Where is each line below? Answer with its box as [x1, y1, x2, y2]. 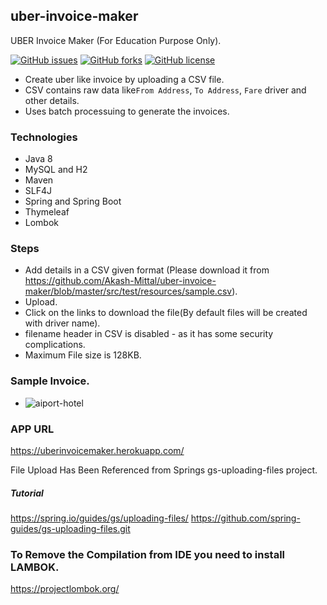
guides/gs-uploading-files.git [10, 522, 131, 534]
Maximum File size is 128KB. [24, 349, 142, 361]
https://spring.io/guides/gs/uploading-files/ [10, 512, 189, 524]
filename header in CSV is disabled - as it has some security [24, 328, 274, 340]
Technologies [10, 130, 78, 144]
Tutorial [10, 487, 44, 499]
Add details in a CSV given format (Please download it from [24, 264, 270, 276]
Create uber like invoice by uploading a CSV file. [24, 73, 225, 85]
